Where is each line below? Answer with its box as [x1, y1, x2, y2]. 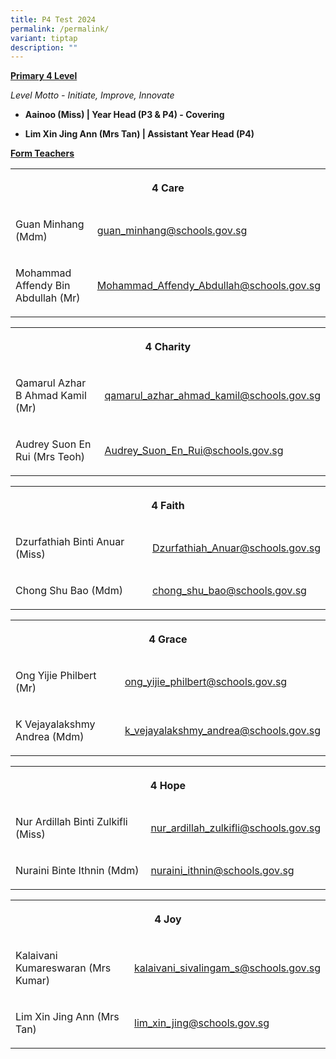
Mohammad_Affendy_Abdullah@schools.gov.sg [96, 279, 321, 293]
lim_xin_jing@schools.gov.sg [134, 1016, 270, 1030]
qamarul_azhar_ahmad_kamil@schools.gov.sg [104, 389, 321, 403]
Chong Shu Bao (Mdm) [15, 584, 123, 598]
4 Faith [151, 499, 185, 513]
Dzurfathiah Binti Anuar [15, 535, 125, 549]
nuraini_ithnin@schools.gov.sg [150, 864, 295, 878]
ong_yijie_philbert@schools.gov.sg [124, 675, 288, 689]
